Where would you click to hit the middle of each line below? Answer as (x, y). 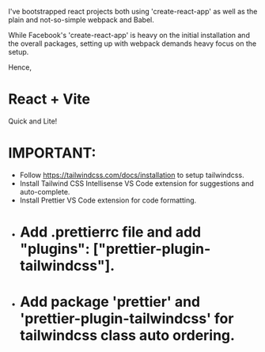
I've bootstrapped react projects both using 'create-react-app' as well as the (133, 11)
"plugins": (55, 249)
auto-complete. (45, 191)
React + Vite (49, 99)
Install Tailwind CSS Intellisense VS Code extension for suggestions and (137, 183)
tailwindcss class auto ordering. (127, 336)
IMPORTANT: (52, 153)
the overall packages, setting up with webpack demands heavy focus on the (132, 44)
